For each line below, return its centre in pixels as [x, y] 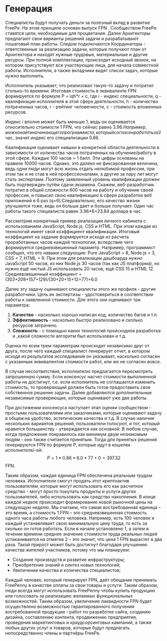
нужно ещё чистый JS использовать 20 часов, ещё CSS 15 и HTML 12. [80, 269]
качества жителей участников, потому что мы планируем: [68, 550]
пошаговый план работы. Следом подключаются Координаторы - [76, 44]
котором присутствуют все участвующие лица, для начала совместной [82, 65]
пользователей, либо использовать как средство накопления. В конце [81, 496]
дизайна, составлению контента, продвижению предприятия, [71, 617]
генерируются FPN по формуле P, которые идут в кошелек [68, 445]
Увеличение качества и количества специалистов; [67, 570]
